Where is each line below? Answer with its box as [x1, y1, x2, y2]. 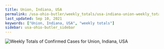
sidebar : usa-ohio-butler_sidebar [5, 25, 76, 30]
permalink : [5, 12, 27, 16]
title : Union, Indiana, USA [5, 7, 62, 12]
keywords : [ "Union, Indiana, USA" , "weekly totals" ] [5, 20, 115, 26]
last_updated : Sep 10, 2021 [5, 16, 62, 21]
